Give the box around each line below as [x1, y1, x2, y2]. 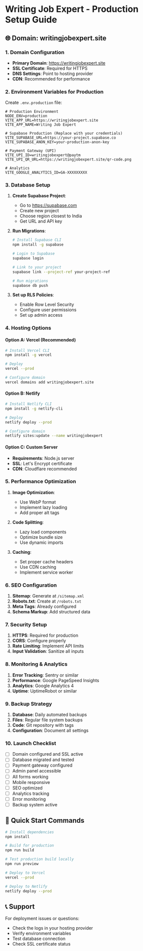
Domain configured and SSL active [12, 751, 83, 757]
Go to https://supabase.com [19, 202, 77, 208]
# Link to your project [12, 264, 62, 269]
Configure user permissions [19, 307, 77, 313]
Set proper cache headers [19, 558, 73, 565]
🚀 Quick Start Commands [5, 816, 85, 825]
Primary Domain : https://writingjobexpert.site [12, 60, 105, 66]
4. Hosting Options [5, 325, 51, 332]
